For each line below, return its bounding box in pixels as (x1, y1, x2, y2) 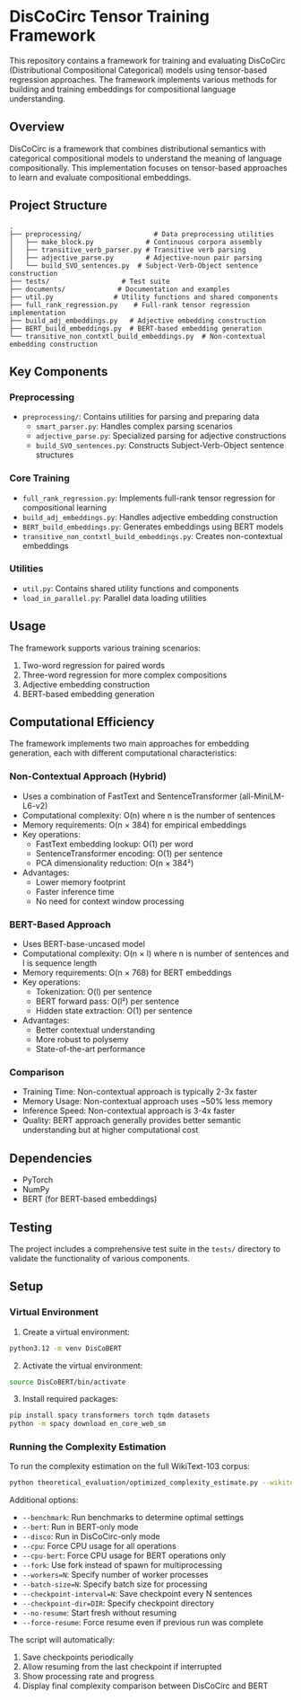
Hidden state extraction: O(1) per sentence (35, 1005, 193, 1016)
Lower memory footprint (35, 876, 125, 887)
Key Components (9, 364, 108, 379)
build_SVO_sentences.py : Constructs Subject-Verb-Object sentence (35, 440, 285, 451)
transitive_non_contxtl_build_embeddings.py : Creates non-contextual (21, 530, 284, 541)
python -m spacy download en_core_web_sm (9, 1420, 167, 1429)
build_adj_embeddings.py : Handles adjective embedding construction (21, 511, 279, 522)
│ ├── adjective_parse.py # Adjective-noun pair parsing (9, 253, 262, 262)
